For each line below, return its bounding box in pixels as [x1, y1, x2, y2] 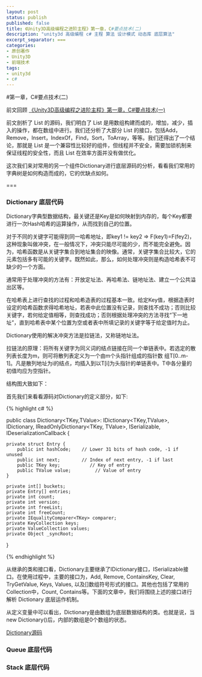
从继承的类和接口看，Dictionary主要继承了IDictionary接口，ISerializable [6, 565, 183, 573]
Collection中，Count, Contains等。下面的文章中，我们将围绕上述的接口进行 [6, 588, 192, 596]
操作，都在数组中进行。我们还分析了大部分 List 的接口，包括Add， [16, 127, 181, 134]
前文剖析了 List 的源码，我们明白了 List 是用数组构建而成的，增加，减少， [6, 119, 188, 127]
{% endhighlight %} [6, 553, 55, 561]
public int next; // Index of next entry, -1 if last [17, 457, 173, 463]
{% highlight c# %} [6, 405, 54, 412]
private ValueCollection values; [6, 526, 90, 532]
